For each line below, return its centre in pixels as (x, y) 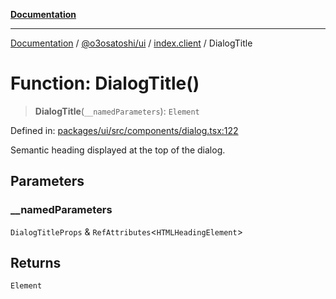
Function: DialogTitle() (105, 83)
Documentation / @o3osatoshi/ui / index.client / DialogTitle (131, 43)
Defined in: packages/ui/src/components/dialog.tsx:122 (124, 130)
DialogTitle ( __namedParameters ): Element (117, 111)
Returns (36, 263)
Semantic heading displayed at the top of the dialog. (118, 150)
